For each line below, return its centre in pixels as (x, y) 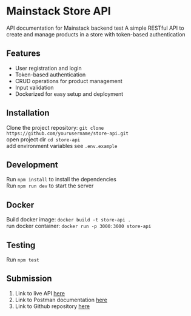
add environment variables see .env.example (62, 146)
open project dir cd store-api (43, 139)
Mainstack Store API (59, 11)
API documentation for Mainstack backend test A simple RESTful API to (95, 28)
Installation (28, 113)
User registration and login (48, 68)
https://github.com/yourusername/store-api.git (68, 133)
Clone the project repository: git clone (55, 127)
